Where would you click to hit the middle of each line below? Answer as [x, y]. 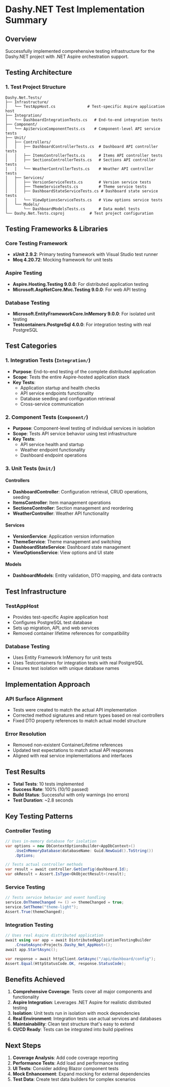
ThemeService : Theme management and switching [67, 542]
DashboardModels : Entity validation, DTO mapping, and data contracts [87, 575]
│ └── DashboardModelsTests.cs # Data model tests [73, 209]
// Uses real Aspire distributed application [54, 935]
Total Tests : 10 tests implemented [48, 784]
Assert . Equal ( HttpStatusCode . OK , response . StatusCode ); [66, 963]
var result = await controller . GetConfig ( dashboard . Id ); [67, 869]
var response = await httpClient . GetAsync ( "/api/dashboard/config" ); [81, 959]
